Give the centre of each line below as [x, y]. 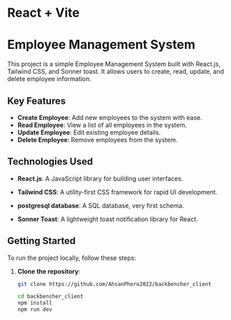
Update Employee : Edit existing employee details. [89, 132]
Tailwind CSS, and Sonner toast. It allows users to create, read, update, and [116, 72]
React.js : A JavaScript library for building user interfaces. [100, 178]
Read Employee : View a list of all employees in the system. [102, 125]
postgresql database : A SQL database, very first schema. [100, 205]
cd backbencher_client [50, 297]
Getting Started [42, 241]
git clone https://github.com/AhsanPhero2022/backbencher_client [114, 284]
